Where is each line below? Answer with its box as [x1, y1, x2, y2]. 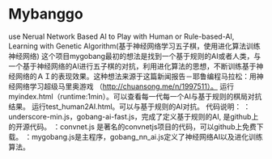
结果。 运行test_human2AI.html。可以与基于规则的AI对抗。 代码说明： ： [8, 102, 251, 111]
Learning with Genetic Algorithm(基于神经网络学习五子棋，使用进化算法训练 [8, 41, 261, 51]
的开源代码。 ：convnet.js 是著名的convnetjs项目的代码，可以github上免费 [8, 122, 257, 132]
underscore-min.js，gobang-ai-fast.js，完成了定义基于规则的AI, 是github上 [8, 111, 259, 121]
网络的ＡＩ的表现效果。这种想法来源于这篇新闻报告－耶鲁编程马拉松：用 [15, 71, 257, 81]
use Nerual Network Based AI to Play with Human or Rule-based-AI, [8, 31, 235, 41]
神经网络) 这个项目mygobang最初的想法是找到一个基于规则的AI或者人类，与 [8, 51, 261, 61]
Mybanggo [8, 5, 83, 23]
